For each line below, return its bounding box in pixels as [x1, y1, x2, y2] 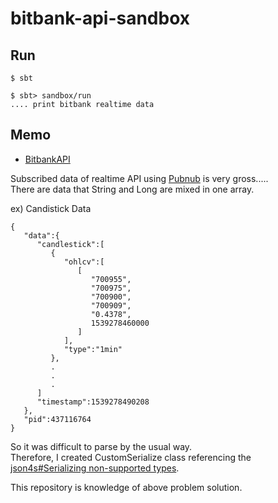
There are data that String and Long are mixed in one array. [10, 183, 255, 195]
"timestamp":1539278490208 [36, 397, 150, 407]
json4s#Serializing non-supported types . [10, 462, 180, 474]
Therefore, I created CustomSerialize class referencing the [10, 451, 252, 463]
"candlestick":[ [36, 239, 105, 249]
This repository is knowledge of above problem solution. [10, 481, 243, 493]
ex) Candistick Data [10, 202, 92, 214]
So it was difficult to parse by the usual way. [10, 440, 193, 452]
